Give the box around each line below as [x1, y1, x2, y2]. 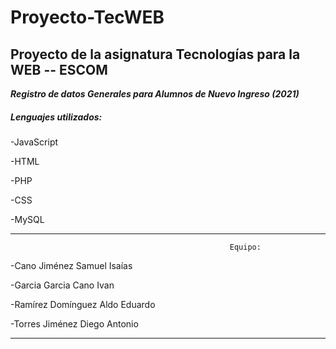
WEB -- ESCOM [10, 61, 108, 78]
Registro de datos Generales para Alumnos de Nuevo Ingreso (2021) [10, 88, 300, 100]
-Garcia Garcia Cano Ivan [10, 279, 115, 291]
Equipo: [229, 242, 262, 252]
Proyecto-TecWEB [10, 6, 165, 29]
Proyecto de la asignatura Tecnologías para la [10, 46, 301, 63]
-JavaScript [10, 136, 59, 148]
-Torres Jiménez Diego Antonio [10, 317, 139, 330]
